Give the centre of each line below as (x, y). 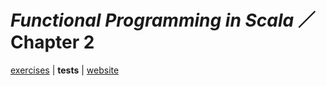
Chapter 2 (52, 42)
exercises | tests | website (65, 70)
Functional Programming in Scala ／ (163, 20)
